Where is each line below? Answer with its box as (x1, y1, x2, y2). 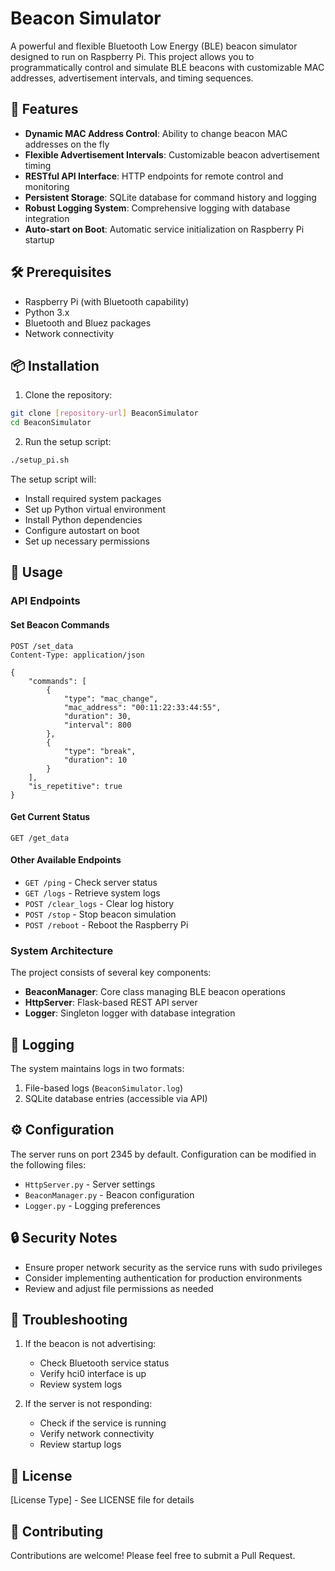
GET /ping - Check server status (24, 876, 158, 888)
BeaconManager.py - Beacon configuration (24, 1188, 195, 1201)
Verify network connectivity (39, 1428, 155, 1440)
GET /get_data (10, 833, 70, 843)
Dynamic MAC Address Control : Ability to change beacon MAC (24, 127, 288, 139)
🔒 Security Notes (10, 1230, 118, 1247)
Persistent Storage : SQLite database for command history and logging (24, 191, 317, 203)
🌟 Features (10, 101, 79, 118)
